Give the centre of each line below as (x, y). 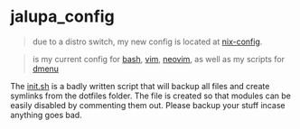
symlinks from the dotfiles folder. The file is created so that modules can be (151, 96)
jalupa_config (63, 17)
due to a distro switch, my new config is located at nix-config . (147, 41)
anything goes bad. (46, 115)
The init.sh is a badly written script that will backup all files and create (140, 86)
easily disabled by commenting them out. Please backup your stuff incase (148, 105)
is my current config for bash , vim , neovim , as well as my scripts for (159, 59)
